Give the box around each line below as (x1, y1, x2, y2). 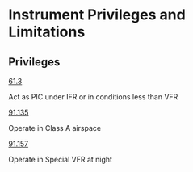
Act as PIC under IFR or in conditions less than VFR (8, 92, 178, 102)
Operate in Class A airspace (8, 124, 102, 132)
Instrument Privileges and (8, 6, 186, 24)
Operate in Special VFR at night (8, 155, 113, 164)
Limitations (8, 23, 86, 41)
